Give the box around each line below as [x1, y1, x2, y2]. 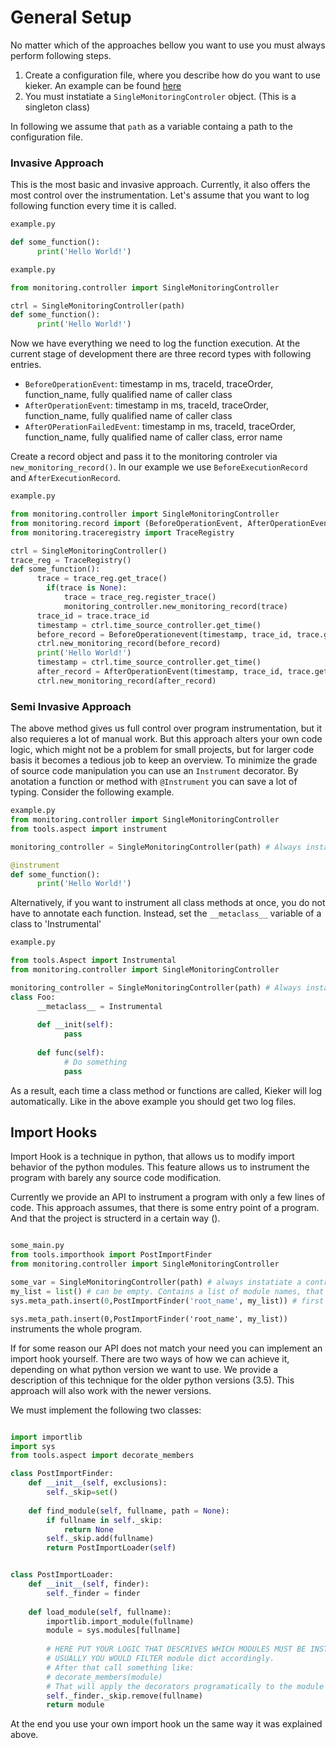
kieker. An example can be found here [24, 79, 182, 91]
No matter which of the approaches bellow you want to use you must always [10, 39, 326, 51]
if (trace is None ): [46, 583, 128, 593]
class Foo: [10, 992, 56, 1002]
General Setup [10, 6, 132, 29]
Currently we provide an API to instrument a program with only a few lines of [10, 1191, 326, 1203]
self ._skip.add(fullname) [46, 1534, 155, 1544]
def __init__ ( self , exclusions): [28, 1478, 168, 1488]
